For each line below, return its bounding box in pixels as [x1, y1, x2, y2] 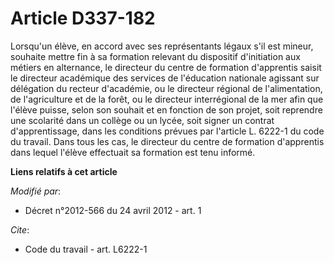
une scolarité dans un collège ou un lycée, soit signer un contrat [10, 114, 275, 126]
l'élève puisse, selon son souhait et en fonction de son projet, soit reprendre [10, 103, 323, 116]
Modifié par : [10, 185, 62, 197]
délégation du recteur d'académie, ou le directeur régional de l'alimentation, [10, 82, 323, 94]
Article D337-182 [10, 7, 156, 30]
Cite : [10, 223, 30, 236]
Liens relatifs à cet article [10, 165, 118, 177]
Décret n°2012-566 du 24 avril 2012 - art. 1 [24, 204, 202, 216]
